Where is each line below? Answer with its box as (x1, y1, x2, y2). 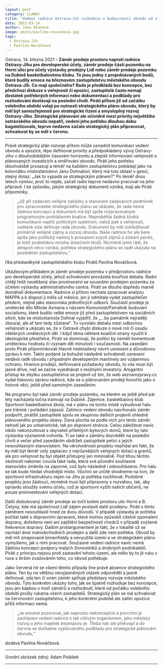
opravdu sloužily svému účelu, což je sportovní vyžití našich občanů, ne (5, 484, 149, 490)
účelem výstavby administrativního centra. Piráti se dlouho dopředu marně (5, 284, 154, 290)
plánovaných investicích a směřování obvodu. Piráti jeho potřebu (5, 158, 134, 164)
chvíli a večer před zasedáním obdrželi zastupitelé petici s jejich (5, 437, 132, 444)
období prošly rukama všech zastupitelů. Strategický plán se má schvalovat (5, 590, 156, 596)
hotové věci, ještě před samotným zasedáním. (5, 382, 97, 388)
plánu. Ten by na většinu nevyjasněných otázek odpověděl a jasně (5, 570, 137, 575)
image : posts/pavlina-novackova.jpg (5, 30, 79, 34)
